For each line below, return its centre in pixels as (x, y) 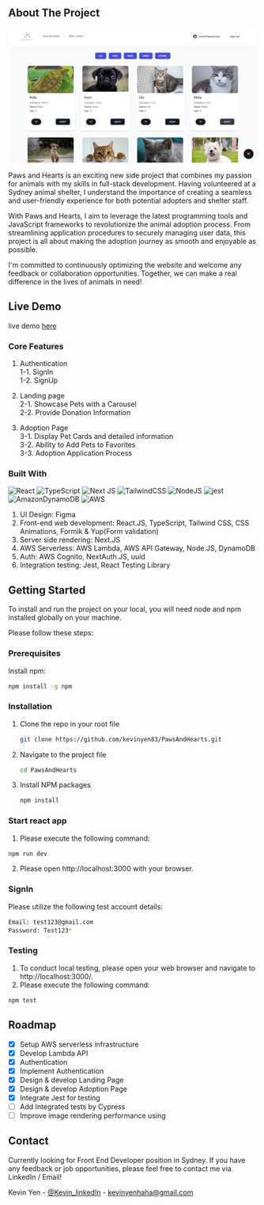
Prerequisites (34, 654)
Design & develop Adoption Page (74, 1089)
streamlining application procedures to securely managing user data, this (127, 232)
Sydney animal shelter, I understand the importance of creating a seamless (130, 192)
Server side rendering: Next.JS (70, 540)
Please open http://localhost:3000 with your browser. (106, 869)
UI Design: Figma (48, 515)
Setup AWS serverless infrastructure (79, 1044)
